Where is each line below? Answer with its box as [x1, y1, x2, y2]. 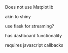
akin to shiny [5, 14, 31, 19]
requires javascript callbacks [5, 42, 64, 48]
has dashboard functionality [5, 33, 62, 38]
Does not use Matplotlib [5, 4, 54, 10]
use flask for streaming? [5, 23, 54, 29]
